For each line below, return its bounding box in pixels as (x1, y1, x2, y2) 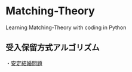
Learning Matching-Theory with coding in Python (5, 24, 127, 31)
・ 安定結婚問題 (5, 60, 42, 67)
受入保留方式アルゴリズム (5, 43, 100, 53)
